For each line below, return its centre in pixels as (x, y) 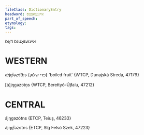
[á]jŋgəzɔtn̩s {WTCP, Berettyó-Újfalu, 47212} (50, 85)
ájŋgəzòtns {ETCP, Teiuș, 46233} (38, 118)
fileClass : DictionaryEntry (33, 9)
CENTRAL (25, 105)
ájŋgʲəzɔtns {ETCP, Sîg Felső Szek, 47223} (48, 127)
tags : (10, 28)
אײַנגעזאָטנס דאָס (21, 41)
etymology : (16, 23)
